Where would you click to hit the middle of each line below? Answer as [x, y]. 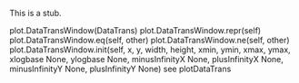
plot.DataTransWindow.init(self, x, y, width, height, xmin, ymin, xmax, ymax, [150, 50]
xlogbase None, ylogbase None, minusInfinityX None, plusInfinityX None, [147, 59]
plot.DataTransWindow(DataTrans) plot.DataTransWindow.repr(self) [135, 30]
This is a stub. [35, 13]
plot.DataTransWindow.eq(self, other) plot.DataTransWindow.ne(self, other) [149, 40]
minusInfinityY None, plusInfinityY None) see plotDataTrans [120, 69]
